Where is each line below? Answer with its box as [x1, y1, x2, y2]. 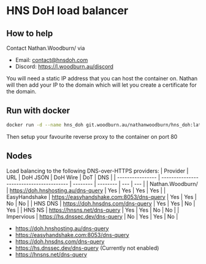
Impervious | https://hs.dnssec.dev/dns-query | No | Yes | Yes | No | [6, 212, 178, 220]
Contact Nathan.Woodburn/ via [6, 44, 85, 52]
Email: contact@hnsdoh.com [15, 56, 88, 63]
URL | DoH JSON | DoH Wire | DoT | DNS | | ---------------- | [6, 173, 161, 181]
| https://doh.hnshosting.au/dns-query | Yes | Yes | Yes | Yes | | [6, 187, 166, 194]
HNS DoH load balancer [6, 4, 129, 18]
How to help [6, 28, 53, 39]
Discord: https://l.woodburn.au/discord [15, 63, 113, 70]
